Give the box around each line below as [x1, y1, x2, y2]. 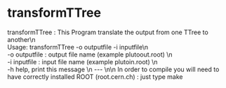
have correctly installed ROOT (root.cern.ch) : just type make [7, 72, 183, 81]
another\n [7, 35, 36, 43]
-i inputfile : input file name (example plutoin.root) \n [7, 57, 158, 66]
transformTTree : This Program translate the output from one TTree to [7, 28, 208, 36]
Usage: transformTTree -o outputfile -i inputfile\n [7, 43, 149, 51]
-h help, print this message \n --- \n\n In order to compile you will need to [7, 65, 220, 73]
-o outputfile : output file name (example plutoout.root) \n [7, 50, 173, 59]
